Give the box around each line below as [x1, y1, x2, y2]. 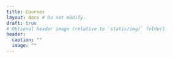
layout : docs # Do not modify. [6, 14, 86, 21]
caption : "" [12, 37, 43, 43]
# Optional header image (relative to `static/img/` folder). [6, 25, 168, 32]
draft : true [6, 20, 37, 26]
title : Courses [6, 8, 45, 15]
